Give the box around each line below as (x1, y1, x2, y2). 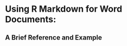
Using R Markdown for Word (5, 3, 123, 15)
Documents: (5, 14, 56, 25)
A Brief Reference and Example (5, 33, 102, 42)
